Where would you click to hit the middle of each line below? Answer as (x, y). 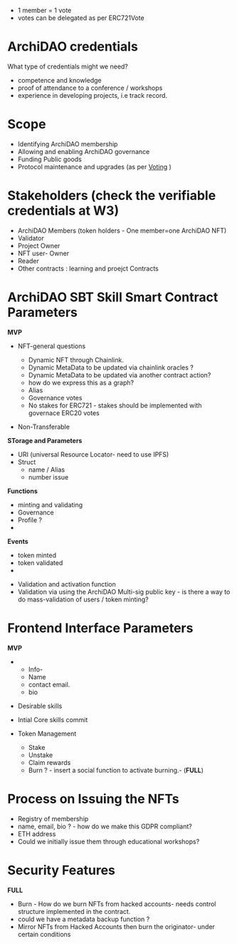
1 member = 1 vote (44, 10)
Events (18, 541)
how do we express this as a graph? (81, 382)
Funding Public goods (49, 159)
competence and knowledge (59, 80)
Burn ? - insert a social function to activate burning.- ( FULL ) (116, 770)
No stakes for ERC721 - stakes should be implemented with (115, 405)
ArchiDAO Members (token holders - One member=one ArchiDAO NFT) (122, 230)
